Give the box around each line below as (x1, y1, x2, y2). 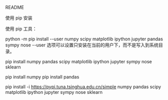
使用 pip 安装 (5, 15, 33, 21)
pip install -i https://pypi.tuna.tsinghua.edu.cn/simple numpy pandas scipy (5, 84, 161, 90)
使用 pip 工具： (5, 26, 37, 32)
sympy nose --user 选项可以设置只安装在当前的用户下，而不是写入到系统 (5, 42, 159, 48)
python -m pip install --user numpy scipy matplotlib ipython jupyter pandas (5, 36, 163, 42)
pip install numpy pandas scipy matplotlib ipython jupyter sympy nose (5, 59, 152, 64)
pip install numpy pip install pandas (5, 74, 80, 80)
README (5, 5, 25, 10)
